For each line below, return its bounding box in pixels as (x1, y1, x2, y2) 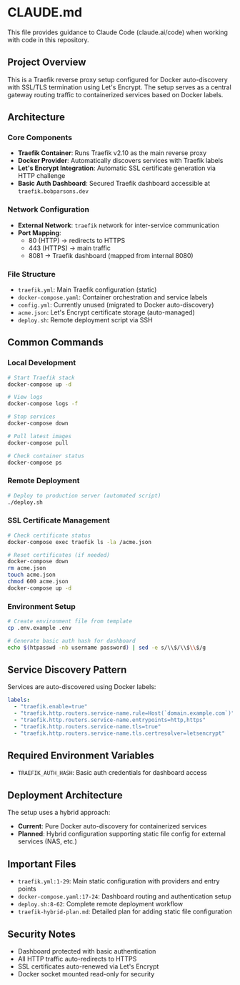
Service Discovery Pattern (7, 664, 127, 675)
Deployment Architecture (7, 789, 123, 801)
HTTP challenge (17, 172, 66, 180)
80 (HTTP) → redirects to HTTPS (28, 236, 126, 244)
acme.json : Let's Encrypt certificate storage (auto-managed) (17, 308, 195, 317)
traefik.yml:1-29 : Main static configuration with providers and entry (17, 877, 220, 886)
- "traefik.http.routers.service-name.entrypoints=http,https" (14, 716, 206, 724)
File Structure (7, 269, 56, 279)
